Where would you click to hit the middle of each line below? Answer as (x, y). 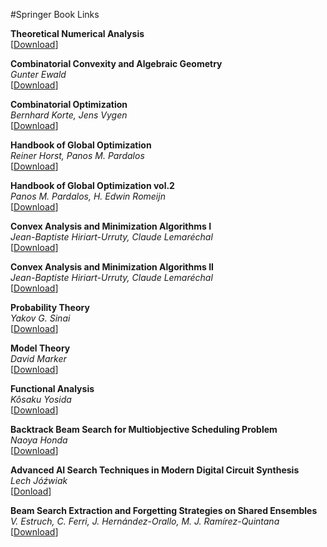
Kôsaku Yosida (41, 399)
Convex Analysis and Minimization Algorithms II (112, 267)
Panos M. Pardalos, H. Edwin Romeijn (88, 196)
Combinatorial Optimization (69, 104)
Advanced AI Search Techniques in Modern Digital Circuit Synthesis (155, 470)
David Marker (38, 358)
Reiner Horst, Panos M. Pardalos (77, 155)
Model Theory (40, 348)
